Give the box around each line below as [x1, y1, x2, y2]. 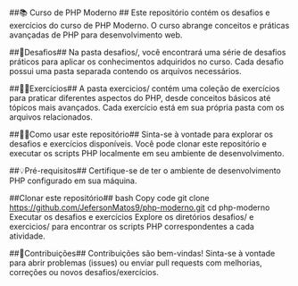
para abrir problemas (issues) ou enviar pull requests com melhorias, [9, 257, 263, 268]
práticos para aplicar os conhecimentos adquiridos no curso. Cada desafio [9, 56, 284, 67]
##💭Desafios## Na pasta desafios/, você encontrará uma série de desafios [9, 47, 286, 57]
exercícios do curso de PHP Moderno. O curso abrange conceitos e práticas [9, 21, 290, 30]
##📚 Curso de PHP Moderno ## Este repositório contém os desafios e [9, 7, 270, 18]
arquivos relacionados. [9, 112, 94, 122]
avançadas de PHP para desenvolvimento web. [9, 29, 183, 40]
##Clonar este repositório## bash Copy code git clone [9, 193, 210, 203]
